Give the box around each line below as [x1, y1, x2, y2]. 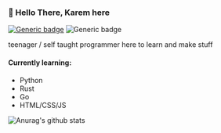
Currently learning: [8, 58, 72, 67]
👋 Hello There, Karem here [8, 7, 110, 18]
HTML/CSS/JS [19, 100, 67, 110]
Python [19, 75, 43, 84]
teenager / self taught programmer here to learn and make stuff [8, 40, 213, 49]
